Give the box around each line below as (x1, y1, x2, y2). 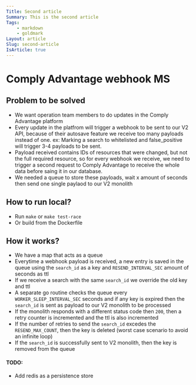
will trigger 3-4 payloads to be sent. (14, 142, 102, 150)
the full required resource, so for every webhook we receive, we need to (14, 155, 190, 162)
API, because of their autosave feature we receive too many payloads (14, 130, 184, 137)
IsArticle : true (6, 47, 46, 53)
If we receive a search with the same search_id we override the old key (14, 277, 188, 284)
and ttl (14, 283, 31, 290)
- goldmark (16, 31, 44, 36)
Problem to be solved (6, 95, 85, 106)
